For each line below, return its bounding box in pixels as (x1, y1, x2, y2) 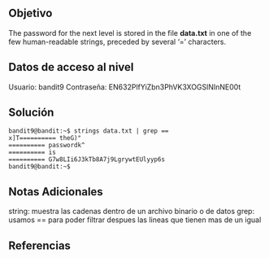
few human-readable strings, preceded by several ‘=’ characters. (8, 37, 226, 46)
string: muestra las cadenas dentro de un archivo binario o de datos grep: (8, 207, 254, 216)
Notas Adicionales (8, 185, 103, 199)
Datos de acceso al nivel (8, 60, 134, 74)
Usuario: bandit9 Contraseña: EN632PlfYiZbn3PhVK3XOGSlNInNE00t (8, 81, 241, 92)
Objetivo (8, 7, 53, 20)
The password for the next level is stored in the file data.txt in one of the (8, 28, 252, 37)
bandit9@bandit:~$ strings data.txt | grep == (8, 127, 169, 135)
